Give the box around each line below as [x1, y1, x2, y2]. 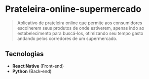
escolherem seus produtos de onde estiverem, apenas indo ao [17, 25, 145, 31]
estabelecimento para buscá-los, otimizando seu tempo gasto [17, 30, 144, 36]
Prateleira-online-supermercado [5, 3, 142, 15]
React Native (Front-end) [12, 63, 64, 69]
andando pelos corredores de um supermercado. [17, 36, 117, 41]
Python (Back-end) [12, 68, 52, 74]
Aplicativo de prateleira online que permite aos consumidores [17, 20, 143, 26]
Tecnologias [5, 50, 44, 58]
